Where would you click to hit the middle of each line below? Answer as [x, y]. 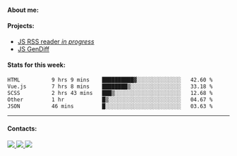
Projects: [21, 26]
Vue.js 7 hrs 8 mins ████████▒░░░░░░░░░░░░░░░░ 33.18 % [110, 86]
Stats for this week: [36, 65]
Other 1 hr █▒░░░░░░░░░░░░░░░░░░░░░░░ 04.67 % [110, 99]
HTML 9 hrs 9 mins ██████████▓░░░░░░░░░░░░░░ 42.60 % [110, 80]
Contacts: [22, 128]
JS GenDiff [33, 48]
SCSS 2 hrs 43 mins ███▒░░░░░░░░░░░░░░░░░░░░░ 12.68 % [110, 93]
